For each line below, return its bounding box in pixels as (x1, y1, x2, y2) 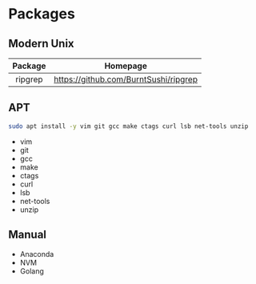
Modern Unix (8, 37, 74, 50)
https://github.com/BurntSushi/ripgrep (54, 74, 198, 85)
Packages (8, 5, 76, 23)
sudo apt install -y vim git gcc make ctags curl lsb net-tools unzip (8, 122, 249, 130)
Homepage (104, 61, 148, 71)
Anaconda (19, 249, 54, 258)
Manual (8, 228, 46, 242)
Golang (19, 266, 44, 276)
